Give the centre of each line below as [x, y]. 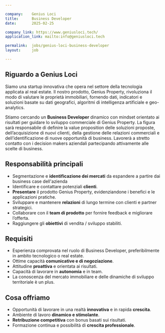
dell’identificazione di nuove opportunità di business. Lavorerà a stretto [77, 138]
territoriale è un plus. [33, 282]
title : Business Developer [38, 19]
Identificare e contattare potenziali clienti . [55, 186]
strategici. [22, 208]
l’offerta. [21, 218]
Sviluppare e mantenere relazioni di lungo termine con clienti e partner [84, 202]
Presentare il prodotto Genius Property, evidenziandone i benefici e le [83, 192]
